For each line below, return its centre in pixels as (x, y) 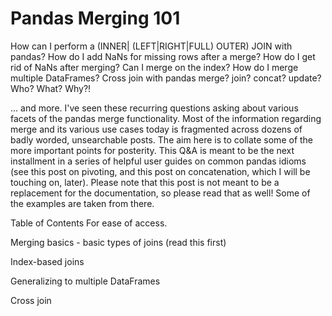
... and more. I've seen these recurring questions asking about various (154, 108)
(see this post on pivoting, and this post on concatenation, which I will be (160, 171)
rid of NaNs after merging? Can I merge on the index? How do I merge (154, 67)
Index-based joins (47, 261)
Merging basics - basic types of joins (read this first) (118, 242)
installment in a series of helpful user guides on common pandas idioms (158, 161)
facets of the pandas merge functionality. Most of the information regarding (166, 118)
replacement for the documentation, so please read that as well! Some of (160, 193)
